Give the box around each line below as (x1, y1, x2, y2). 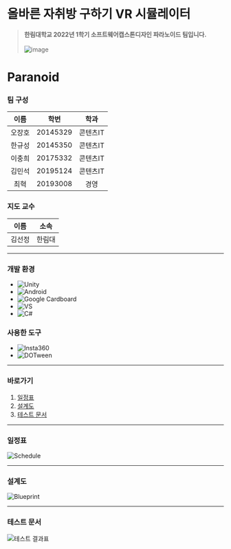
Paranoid (7, 69, 60, 85)
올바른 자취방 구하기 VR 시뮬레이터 (7, 6, 191, 22)
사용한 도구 (7, 328, 42, 337)
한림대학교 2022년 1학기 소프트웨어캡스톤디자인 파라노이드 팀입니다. (23, 30, 207, 38)
